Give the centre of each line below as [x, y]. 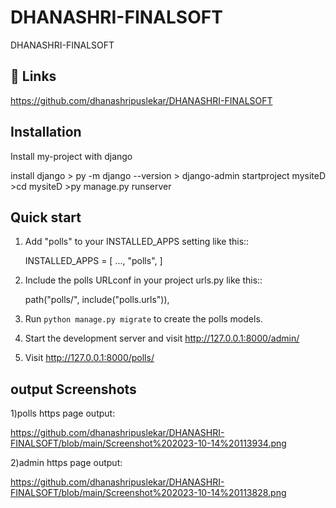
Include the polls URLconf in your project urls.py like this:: [143, 280]
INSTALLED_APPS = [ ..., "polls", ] [93, 261]
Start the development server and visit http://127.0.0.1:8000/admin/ [162, 338]
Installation [46, 132]
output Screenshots [73, 389]
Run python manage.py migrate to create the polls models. [143, 319]
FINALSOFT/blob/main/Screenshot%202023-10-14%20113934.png [148, 443]
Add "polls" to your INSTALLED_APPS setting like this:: [137, 242]
